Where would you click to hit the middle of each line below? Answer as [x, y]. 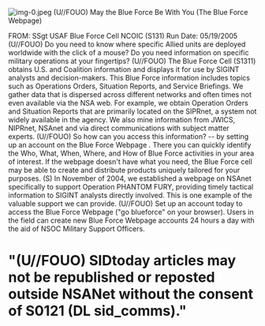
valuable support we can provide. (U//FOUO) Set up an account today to [125, 204]
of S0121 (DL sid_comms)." [97, 311]
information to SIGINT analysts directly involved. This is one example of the [130, 195]
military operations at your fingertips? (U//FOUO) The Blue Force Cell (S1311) [132, 61]
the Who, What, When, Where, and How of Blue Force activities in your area [131, 153]
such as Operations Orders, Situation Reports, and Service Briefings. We [126, 86]
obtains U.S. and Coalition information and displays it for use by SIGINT [124, 69]
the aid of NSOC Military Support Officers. [77, 229]
